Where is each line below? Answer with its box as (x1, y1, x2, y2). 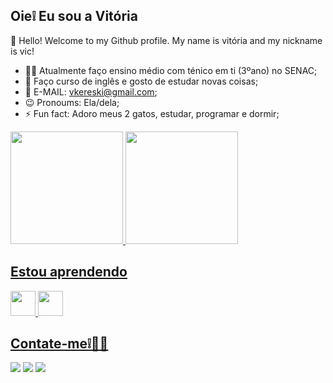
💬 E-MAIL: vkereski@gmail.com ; (24, 85, 158, 98)
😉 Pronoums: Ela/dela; (24, 96, 120, 108)
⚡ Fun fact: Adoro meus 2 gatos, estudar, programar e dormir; (24, 107, 280, 119)
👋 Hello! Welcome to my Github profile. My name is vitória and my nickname (10, 34, 323, 46)
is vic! (10, 45, 35, 57)
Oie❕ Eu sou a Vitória (10, 8, 138, 25)
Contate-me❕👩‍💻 (10, 335, 109, 353)
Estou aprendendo (10, 264, 128, 281)
